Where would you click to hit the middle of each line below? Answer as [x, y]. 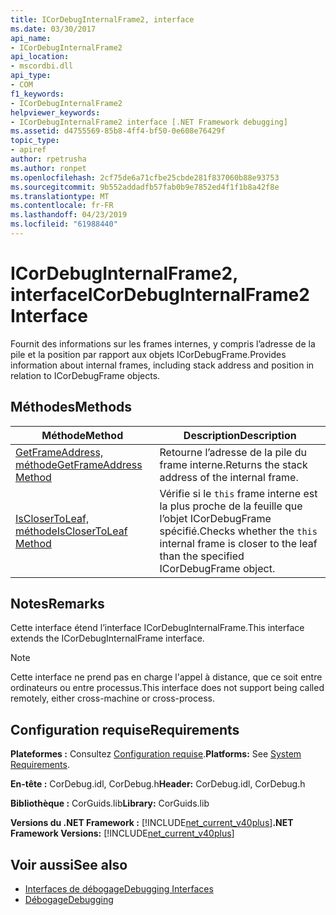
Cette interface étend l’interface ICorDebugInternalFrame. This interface [157, 628]
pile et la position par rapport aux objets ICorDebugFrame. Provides [148, 354]
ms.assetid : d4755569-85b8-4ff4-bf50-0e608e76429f [118, 131]
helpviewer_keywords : [55, 112]
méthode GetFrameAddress [79, 464]
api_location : [40, 57]
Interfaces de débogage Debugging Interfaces [119, 889]
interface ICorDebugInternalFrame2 [160, 295]
